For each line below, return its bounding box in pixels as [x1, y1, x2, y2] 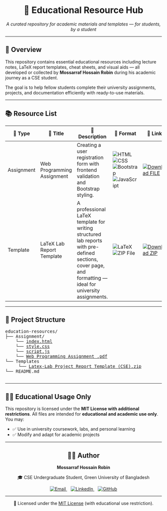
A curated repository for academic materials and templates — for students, [6, 21, 161, 27]
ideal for [77, 281, 96, 288]
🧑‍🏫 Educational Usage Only [5, 392, 91, 401]
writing [77, 224, 93, 231]
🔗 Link [147, 130, 163, 137]
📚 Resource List [5, 109, 57, 118]
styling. [77, 191, 94, 198]
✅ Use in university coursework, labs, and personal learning [12, 426, 136, 432]
